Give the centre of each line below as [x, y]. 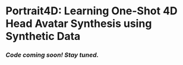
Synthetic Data [43, 36]
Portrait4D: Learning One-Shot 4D [91, 11]
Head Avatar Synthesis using [79, 24]
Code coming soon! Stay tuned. [52, 55]
